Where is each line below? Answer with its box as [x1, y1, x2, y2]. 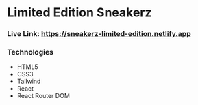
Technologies [7, 48, 53, 57]
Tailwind [16, 77, 41, 86]
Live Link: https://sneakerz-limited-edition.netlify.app [7, 29, 191, 39]
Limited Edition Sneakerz [7, 5, 152, 20]
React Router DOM [16, 92, 71, 100]
